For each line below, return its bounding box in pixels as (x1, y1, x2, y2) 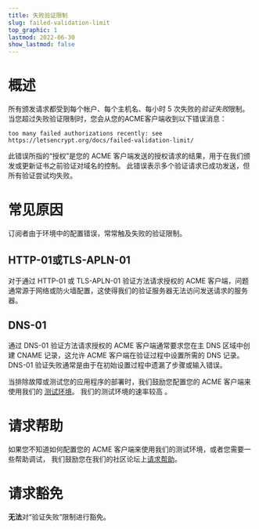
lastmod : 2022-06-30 (8, 33, 76, 42)
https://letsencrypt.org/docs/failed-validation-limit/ (8, 136, 194, 145)
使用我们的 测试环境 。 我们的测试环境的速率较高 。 (8, 386, 172, 396)
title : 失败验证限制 (8, 11, 68, 20)
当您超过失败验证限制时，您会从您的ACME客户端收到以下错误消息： (8, 114, 227, 124)
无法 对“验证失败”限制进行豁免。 (8, 512, 111, 521)
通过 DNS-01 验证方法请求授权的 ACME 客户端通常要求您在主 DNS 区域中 (8, 340, 244, 350)
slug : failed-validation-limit (8, 19, 110, 27)
